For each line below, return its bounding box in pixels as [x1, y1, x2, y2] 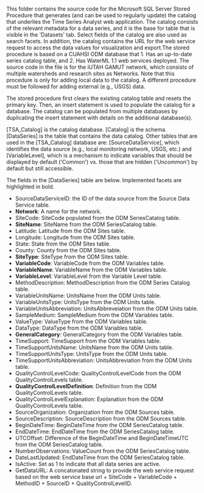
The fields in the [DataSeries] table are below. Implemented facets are [6, 177, 182, 183]
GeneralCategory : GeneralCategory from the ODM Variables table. [15, 331, 183, 338]
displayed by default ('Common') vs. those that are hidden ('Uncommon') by [6, 158, 198, 165]
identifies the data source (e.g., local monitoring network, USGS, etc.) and [6, 146, 192, 152]
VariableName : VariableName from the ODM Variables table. [15, 266, 168, 273]
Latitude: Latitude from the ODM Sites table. [15, 227, 126, 234]
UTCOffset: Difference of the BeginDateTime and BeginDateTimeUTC [15, 434, 189, 441]
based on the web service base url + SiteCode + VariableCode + [15, 473, 178, 480]
